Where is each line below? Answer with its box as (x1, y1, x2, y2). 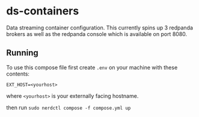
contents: (6, 70, 30, 77)
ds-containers (6, 4, 79, 18)
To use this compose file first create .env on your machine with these (6, 64, 178, 71)
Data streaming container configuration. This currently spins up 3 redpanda (6, 24, 194, 31)
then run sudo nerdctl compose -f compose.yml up (6, 104, 131, 111)
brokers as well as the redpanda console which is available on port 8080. (6, 30, 188, 37)
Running (6, 48, 39, 58)
